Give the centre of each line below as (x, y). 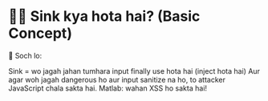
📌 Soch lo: (25, 55)
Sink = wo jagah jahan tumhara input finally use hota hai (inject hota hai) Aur (134, 71)
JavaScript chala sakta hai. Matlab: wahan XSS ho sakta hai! (108, 88)
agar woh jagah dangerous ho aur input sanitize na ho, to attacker (117, 79)
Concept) (40, 33)
